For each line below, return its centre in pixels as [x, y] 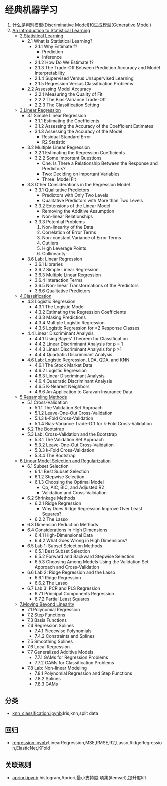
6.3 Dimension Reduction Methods [63, 524]
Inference [52, 57]
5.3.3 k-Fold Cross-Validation [65, 450]
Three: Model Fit [59, 179]
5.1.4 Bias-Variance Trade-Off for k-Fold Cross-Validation [93, 423]
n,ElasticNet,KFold [31, 748]
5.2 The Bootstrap [46, 429]
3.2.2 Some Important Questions [68, 158]
